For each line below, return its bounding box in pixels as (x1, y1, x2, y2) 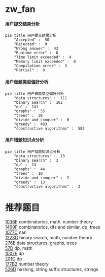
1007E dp (5, 250, 24, 256)
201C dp (5, 256, 22, 262)
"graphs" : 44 (14, 166, 45, 172)
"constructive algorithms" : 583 (14, 126, 85, 131)
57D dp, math (5, 245, 33, 251)
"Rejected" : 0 (14, 42, 48, 47)
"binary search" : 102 (14, 100, 63, 105)
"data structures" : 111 (14, 95, 68, 100)
